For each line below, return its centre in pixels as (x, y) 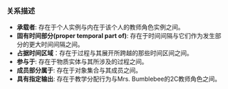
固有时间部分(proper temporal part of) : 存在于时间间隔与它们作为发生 (116, 36)
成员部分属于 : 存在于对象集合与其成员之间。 (79, 70)
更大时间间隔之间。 (56, 44)
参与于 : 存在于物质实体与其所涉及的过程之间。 (82, 62)
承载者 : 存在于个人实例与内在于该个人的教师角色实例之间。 (100, 27)
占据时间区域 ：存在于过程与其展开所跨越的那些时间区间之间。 (105, 53)
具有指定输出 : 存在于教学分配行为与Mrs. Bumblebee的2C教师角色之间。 (119, 79)
